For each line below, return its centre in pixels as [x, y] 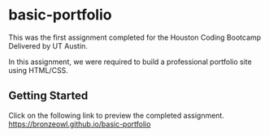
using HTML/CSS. [39, 70]
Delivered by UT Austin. [48, 45]
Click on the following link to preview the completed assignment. [117, 115]
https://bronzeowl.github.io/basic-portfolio [80, 124]
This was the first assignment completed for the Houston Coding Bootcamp [135, 37]
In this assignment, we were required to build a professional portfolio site [130, 62]
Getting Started [48, 96]
